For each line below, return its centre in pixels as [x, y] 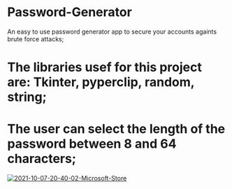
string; [27, 97]
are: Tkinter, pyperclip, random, [101, 82]
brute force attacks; [36, 38]
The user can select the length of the [116, 129]
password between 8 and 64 [92, 144]
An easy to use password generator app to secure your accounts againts [112, 31]
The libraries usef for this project [105, 68]
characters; [42, 159]
